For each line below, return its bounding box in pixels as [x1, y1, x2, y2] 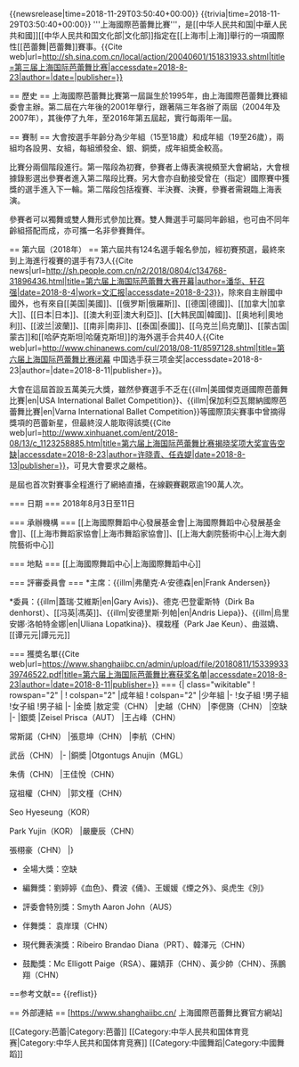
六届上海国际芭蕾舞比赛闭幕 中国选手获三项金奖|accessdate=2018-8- [9, 354, 263, 365]
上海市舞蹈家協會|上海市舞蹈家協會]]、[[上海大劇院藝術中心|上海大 [36, 529, 279, 538]
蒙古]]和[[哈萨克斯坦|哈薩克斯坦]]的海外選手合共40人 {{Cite [9, 332, 224, 342]
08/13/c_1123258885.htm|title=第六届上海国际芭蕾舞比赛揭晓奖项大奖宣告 [9, 438, 278, 448]
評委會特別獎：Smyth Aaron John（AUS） [21, 901, 177, 912]
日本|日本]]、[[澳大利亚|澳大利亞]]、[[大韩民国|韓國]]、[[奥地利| [36, 309, 269, 320]
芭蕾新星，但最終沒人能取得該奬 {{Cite [32, 417, 172, 428]
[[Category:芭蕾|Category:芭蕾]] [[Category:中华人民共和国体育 [9, 1026, 242, 1037]
